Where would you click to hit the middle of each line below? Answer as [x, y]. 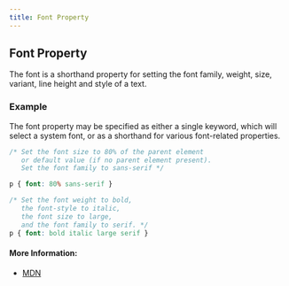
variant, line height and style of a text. [78, 84]
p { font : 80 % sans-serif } [61, 184]
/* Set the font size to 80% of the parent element [106, 151]
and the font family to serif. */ [85, 225]
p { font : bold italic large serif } [79, 233]
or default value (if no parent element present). [117, 160]
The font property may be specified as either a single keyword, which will [143, 126]
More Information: [43, 253]
